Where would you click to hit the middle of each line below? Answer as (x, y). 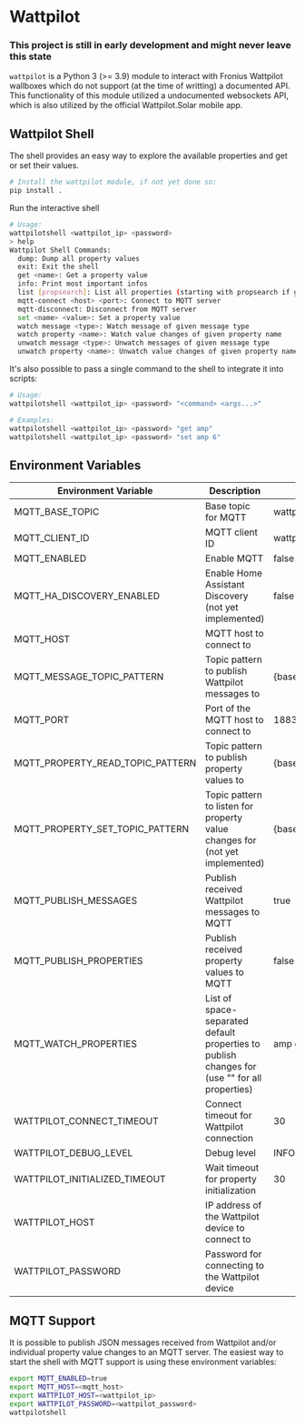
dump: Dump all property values (79, 258)
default (221, 1032)
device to (225, 1228)
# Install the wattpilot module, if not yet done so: (113, 182)
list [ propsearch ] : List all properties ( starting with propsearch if (154, 293)
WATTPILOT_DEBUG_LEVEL (74, 1153)
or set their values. (44, 166)
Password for (234, 1254)
